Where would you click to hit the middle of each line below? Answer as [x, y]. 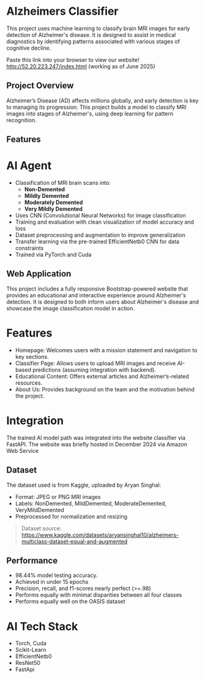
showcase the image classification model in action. [71, 308]
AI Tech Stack [42, 626]
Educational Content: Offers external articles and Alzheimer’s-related [102, 376]
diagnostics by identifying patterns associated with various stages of [93, 41]
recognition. [21, 120]
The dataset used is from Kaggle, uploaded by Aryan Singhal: [84, 485]
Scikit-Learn [31, 650]
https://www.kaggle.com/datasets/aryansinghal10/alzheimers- [100, 535]
